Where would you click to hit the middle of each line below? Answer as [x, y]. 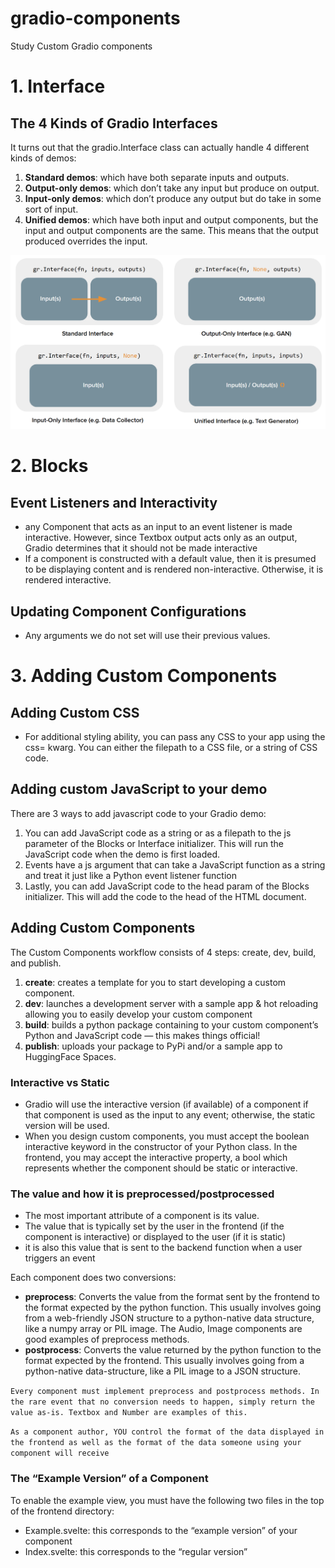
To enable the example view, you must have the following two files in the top [167, 1500]
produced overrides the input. [86, 241]
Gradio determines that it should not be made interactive [141, 548]
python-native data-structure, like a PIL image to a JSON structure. [163, 1371]
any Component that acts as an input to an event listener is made [158, 527]
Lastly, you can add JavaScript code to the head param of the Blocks [167, 886]
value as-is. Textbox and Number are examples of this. [129, 1413]
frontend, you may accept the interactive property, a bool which [156, 1158]
